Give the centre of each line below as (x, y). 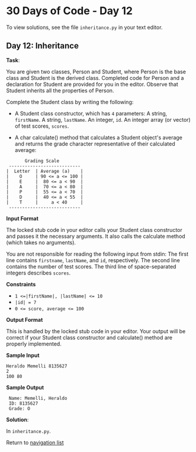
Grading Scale (42, 161)
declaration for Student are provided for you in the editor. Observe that (92, 84)
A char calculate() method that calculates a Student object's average (98, 137)
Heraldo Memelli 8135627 (37, 366)
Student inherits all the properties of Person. (60, 91)
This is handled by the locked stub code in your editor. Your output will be (96, 331)
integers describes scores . (38, 273)
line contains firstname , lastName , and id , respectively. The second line (93, 260)
